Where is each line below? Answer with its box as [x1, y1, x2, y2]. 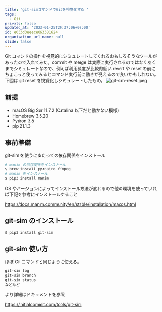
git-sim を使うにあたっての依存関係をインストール [5, 152, 106, 158]
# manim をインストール [5, 171, 48, 176]
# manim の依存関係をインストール [5, 162, 66, 167]
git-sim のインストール [5, 216, 74, 225]
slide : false [5, 39, 32, 44]
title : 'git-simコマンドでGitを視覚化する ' [5, 7, 89, 12]
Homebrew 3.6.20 [12, 113, 49, 119]
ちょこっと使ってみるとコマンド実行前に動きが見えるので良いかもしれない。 [5, 72, 159, 77]
